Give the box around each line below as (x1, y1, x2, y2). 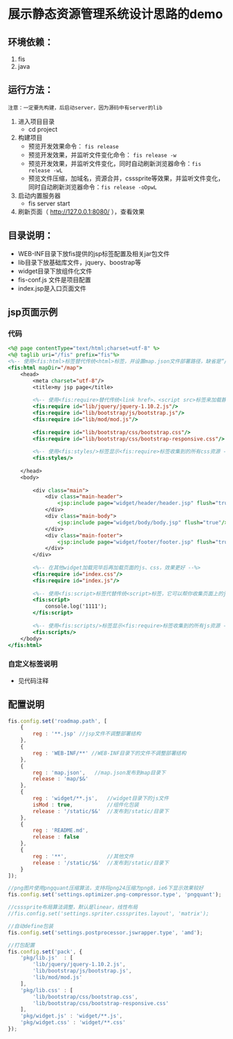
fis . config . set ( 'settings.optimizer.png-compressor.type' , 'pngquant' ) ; (8, 891, 222, 898)
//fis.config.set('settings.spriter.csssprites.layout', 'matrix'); (8, 910, 209, 918)
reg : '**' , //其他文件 (32, 852, 134, 860)
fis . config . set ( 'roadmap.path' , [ (8, 717, 108, 725)
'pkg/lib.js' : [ (20, 954, 73, 961)
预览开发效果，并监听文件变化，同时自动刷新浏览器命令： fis (28, 159, 202, 167)
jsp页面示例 (8, 307, 58, 318)
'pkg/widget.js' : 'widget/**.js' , (20, 1013, 123, 1020)
